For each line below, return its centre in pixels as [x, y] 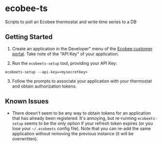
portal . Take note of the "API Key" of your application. [65, 54]
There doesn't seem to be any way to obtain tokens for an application [81, 113]
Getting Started [29, 37]
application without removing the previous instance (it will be [73, 133]
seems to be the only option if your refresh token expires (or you [89, 123]
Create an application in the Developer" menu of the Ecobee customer [82, 48]
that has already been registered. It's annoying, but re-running [74, 118]
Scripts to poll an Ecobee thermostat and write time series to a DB [71, 22]
